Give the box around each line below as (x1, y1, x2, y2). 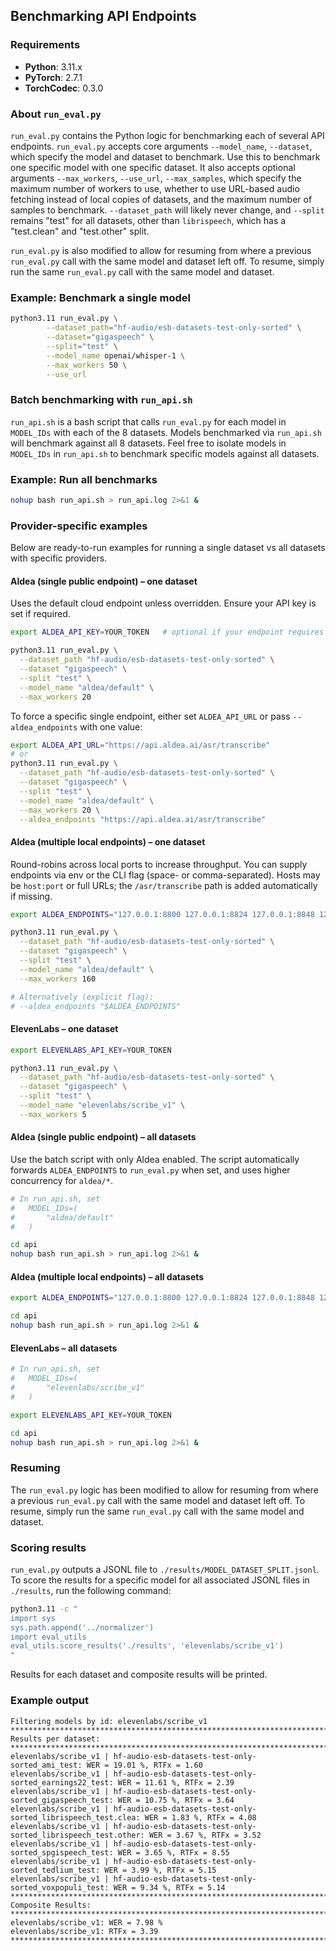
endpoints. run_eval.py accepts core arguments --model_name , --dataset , (10, 140, 313, 152)
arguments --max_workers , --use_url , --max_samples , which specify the (10, 172, 302, 184)
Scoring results (10, 1540, 87, 1554)
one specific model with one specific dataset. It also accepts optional (10, 161, 296, 173)
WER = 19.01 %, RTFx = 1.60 (86, 1760, 203, 1770)
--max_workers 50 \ (46, 360, 128, 370)
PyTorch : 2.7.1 (24, 71, 83, 83)
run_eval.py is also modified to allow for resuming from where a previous (10, 244, 312, 256)
